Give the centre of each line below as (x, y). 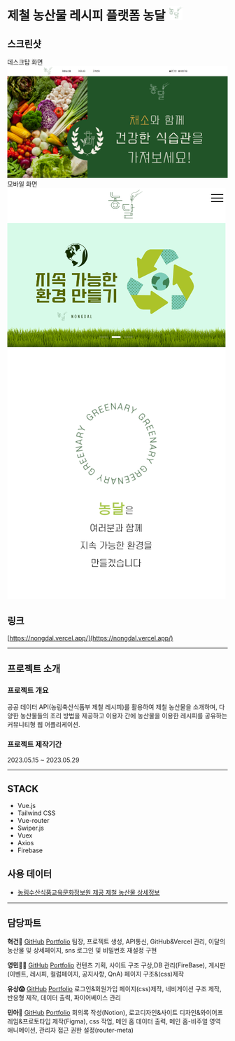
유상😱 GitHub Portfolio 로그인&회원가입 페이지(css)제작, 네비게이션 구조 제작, (114, 988)
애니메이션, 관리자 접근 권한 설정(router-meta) (71, 1030)
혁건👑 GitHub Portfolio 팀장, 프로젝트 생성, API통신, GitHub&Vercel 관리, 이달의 (116, 941)
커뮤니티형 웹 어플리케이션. (44, 724)
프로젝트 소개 (34, 669)
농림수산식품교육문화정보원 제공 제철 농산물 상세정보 (88, 892)
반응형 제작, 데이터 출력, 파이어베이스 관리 (64, 998)
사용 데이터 (30, 874)
